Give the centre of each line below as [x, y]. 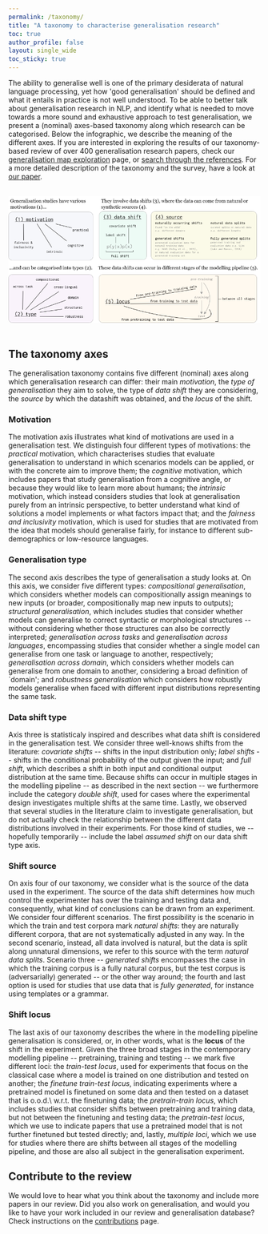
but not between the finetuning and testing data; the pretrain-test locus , [127, 1117]
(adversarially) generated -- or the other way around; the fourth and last [127, 977]
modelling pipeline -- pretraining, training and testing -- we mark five [122, 1058]
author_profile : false [46, 42]
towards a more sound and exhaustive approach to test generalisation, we [130, 117]
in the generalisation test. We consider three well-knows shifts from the [126, 743]
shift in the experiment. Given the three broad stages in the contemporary [130, 1049]
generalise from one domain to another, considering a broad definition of [128, 671]
